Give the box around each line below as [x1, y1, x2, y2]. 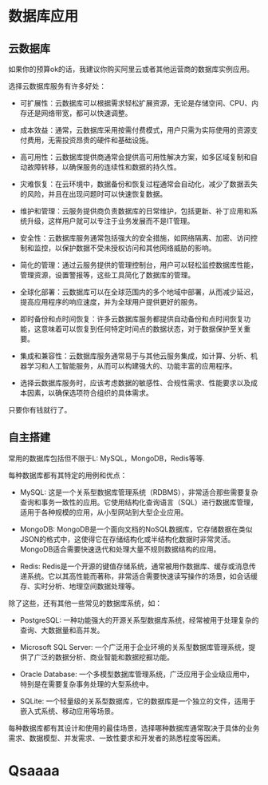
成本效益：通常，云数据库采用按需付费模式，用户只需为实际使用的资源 [19, 126, 251, 134]
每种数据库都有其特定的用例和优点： [8, 470, 128, 480]
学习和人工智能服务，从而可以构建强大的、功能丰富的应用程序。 [26, 361, 237, 370]
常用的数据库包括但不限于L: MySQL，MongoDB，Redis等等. [8, 453, 205, 463]
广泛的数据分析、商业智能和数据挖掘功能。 [33, 652, 174, 662]
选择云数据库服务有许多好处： [8, 82, 106, 90]
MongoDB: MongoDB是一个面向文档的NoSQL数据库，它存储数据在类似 [19, 524, 253, 534]
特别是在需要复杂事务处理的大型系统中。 [19, 679, 153, 688]
